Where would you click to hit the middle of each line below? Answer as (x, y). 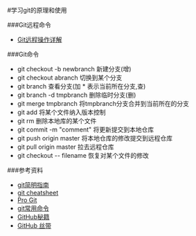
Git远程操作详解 (39, 39)
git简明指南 (33, 185)
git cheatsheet (38, 193)
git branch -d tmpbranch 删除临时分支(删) (77, 95)
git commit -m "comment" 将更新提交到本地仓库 (86, 129)
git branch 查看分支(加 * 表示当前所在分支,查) (81, 86)
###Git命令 (23, 54)
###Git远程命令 (29, 25)
